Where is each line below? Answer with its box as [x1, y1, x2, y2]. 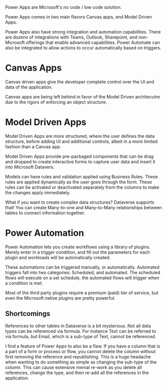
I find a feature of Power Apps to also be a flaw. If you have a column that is [5, 343, 161, 349]
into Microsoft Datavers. [5, 164, 55, 170]
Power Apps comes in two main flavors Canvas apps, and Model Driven [5, 14, 152, 19]
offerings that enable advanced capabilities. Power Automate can [25, 39, 161, 45]
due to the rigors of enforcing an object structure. [5, 99, 107, 105]
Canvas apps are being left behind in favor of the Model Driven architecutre [5, 93, 161, 99]
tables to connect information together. [5, 210, 86, 216]
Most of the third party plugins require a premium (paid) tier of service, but [5, 290, 159, 296]
